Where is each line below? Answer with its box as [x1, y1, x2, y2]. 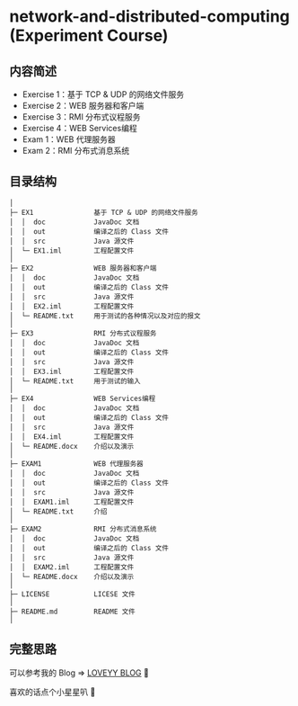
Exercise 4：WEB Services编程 [22, 123, 137, 133]
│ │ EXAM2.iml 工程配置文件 [9, 562, 135, 572]
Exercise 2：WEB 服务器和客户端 [22, 101, 145, 111]
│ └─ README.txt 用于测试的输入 [9, 376, 141, 386]
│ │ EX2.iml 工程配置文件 [9, 301, 135, 311]
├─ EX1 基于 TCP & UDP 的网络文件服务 [9, 208, 199, 217]
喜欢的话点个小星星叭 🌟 [9, 686, 96, 697]
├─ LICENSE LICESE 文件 [9, 589, 136, 599]
